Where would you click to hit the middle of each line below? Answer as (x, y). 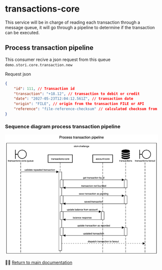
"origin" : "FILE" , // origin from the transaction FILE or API (79, 104)
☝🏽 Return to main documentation (39, 262)
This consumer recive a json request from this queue (58, 60)
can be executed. (22, 32)
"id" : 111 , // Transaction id (44, 89)
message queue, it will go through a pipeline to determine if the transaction (80, 27)
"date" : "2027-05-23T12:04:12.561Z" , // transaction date (73, 99)
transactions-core (42, 9)
